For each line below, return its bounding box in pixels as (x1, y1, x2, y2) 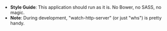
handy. (10, 20, 25, 26)
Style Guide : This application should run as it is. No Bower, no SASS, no (10, 4, 162, 10)
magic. (10, 9, 25, 15)
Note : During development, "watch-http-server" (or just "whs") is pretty (10, 15, 162, 20)
